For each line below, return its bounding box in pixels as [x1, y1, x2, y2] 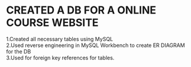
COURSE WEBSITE [6, 16, 99, 29]
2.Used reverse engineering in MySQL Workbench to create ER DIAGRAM [6, 42, 185, 49]
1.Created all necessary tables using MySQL [6, 35, 114, 42]
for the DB [6, 48, 31, 55]
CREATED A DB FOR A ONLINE [6, 4, 157, 17]
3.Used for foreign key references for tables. [6, 54, 115, 61]
